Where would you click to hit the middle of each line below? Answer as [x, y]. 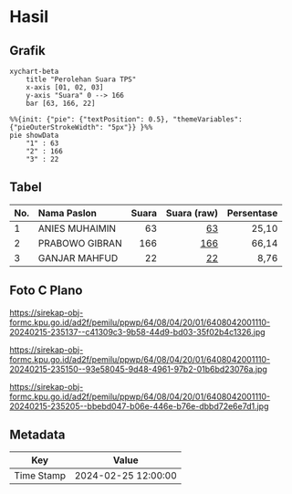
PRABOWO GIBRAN [80, 243]
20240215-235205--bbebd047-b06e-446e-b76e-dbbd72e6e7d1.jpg [139, 406]
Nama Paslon [68, 213]
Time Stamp [40, 476]
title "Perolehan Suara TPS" [81, 79]
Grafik [27, 51]
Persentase [252, 213]
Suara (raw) [192, 213]
